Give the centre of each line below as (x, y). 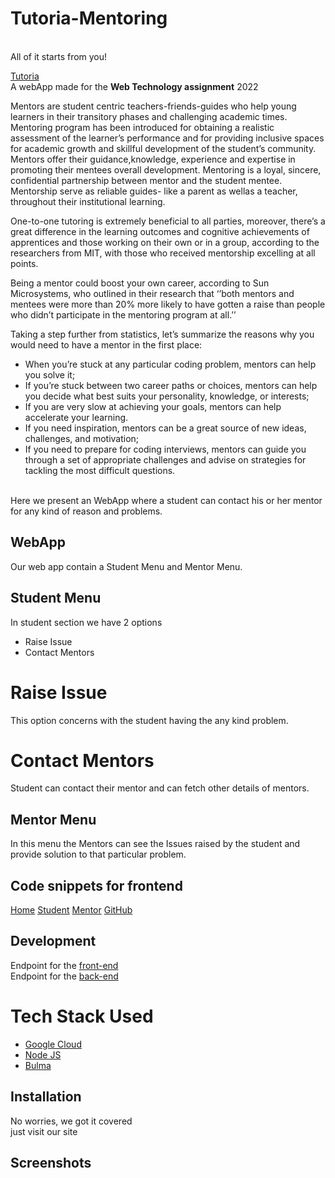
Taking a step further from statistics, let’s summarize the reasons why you (162, 334)
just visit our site (44, 1131)
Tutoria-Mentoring (89, 18)
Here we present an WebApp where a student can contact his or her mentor (166, 500)
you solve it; (50, 374)
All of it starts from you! (59, 56)
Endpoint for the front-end (64, 965)
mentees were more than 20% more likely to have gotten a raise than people (168, 304)
